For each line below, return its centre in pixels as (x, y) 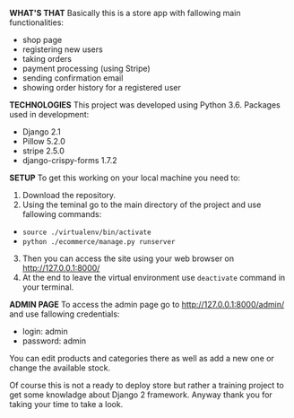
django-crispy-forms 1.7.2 (70, 160)
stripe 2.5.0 (43, 151)
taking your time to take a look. (66, 404)
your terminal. (48, 287)
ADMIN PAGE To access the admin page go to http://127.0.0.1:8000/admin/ (147, 305)
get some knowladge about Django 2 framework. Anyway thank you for (141, 395)
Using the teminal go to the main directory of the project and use (142, 205)
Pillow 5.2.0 (43, 141)
